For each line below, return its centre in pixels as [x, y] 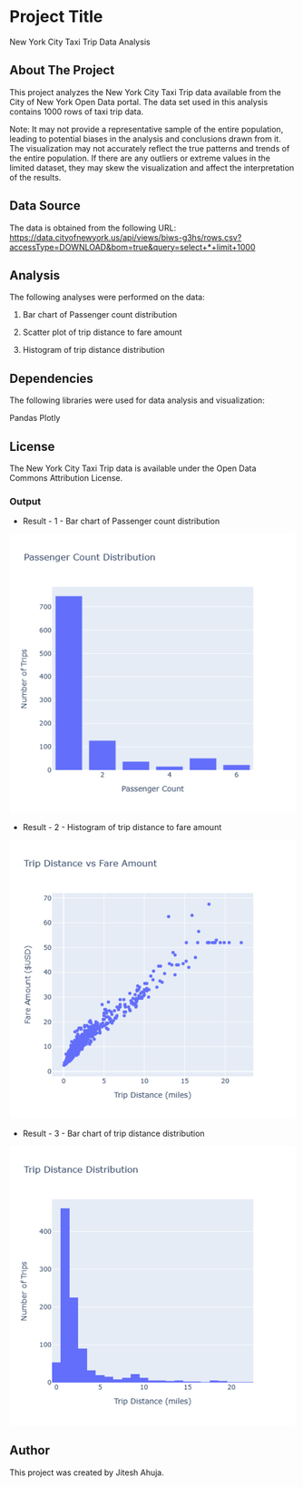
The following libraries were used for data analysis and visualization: [137, 400]
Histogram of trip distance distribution [93, 350]
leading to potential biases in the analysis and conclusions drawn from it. [145, 139]
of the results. [35, 177]
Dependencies [51, 378]
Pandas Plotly [35, 418]
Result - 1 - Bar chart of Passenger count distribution [121, 521]
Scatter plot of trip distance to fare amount [103, 332]
